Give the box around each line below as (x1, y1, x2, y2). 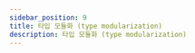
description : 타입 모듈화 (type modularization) (9, 30, 188, 39)
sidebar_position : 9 (9, 13, 88, 22)
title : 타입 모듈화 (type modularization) (9, 22, 163, 31)
